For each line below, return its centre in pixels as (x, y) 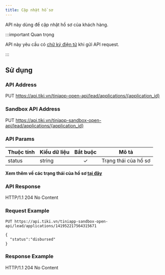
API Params (20, 139)
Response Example (30, 257)
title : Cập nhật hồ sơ (29, 10)
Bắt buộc (86, 152)
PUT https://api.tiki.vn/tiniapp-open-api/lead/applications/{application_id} (82, 96)
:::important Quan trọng (30, 34)
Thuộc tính (21, 152)
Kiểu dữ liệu (55, 152)
